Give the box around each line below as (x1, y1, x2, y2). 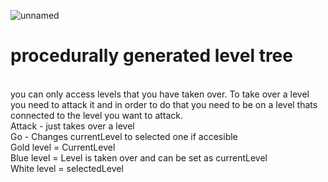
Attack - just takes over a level (10, 120, 135, 132)
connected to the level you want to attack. (10, 109, 184, 121)
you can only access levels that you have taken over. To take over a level (10, 88, 310, 100)
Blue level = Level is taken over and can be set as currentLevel (10, 151, 268, 164)
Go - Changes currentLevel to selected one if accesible (10, 130, 238, 142)
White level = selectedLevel (10, 162, 124, 174)
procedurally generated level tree (10, 45, 293, 67)
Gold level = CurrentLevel (10, 141, 116, 153)
